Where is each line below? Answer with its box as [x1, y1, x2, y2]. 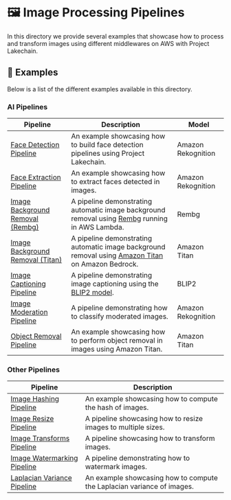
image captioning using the [71, 279, 159, 288]
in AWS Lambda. [71, 223, 124, 232]
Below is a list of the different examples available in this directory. [7, 84, 192, 93]
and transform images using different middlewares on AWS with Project [7, 39, 210, 47]
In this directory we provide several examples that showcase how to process [7, 32, 224, 41]
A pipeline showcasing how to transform [85, 433, 215, 443]
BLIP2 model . [71, 288, 115, 297]
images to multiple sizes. [85, 422, 165, 432]
